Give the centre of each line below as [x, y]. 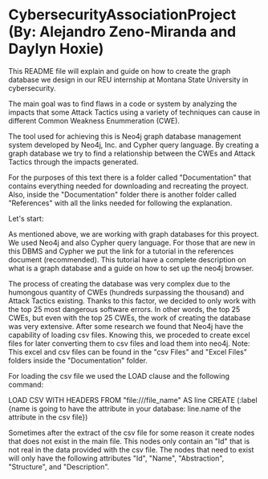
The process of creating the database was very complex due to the [120, 283]
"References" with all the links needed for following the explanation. [120, 203]
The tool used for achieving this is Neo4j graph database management [125, 136]
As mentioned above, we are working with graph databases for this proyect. [134, 233]
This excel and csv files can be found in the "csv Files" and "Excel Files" [128, 351]
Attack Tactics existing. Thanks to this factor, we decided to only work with [132, 300]
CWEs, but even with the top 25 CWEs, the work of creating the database [130, 318]
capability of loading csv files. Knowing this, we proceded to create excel [129, 335]
